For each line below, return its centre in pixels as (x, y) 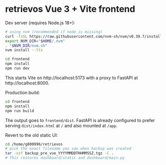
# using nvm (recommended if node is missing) (54, 32)
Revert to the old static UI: (32, 135)
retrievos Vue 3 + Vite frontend (70, 9)
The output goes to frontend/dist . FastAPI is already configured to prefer (80, 120)
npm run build (20, 111)
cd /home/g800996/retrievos (34, 144)
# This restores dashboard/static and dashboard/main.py (65, 158)
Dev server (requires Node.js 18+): (40, 23)
